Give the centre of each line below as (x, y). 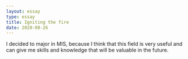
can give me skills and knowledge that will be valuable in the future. (87, 50)
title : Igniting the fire (37, 22)
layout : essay (23, 11)
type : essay (20, 17)
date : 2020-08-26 (27, 27)
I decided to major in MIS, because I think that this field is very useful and (94, 44)
